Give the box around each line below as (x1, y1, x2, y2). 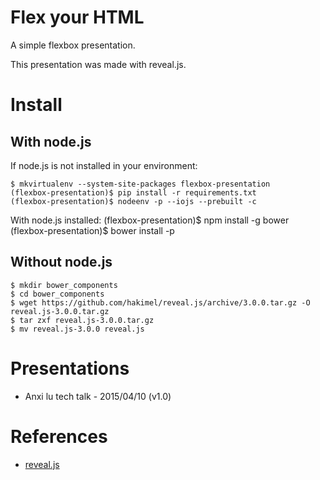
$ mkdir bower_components (10, 280, 118, 290)
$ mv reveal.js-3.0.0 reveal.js (10, 324, 145, 334)
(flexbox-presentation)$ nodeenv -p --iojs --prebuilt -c (10, 196, 257, 206)
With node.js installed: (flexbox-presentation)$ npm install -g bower (10, 214, 290, 226)
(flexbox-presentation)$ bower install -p (10, 224, 175, 236)
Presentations (10, 357, 130, 380)
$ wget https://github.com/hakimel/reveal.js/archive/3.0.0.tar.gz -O (10, 297, 311, 308)
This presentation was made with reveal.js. (10, 58, 187, 70)
